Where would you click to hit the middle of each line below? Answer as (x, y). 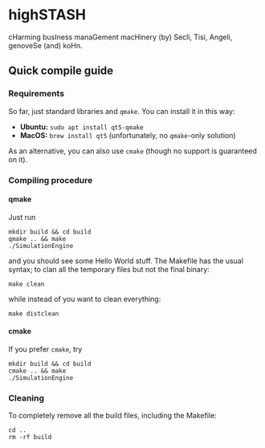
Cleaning (26, 397)
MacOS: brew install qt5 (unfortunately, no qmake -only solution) (128, 135)
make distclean (34, 314)
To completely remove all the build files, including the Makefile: (112, 416)
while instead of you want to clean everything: (85, 299)
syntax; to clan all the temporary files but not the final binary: (109, 269)
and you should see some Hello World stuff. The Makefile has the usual (126, 261)
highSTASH (47, 15)
